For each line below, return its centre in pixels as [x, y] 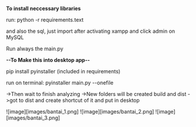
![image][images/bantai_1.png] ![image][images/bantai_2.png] [80, 111]
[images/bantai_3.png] [33, 118]
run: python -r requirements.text [45, 20]
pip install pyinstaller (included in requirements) [63, 71]
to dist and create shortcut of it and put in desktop [79, 100]
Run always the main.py [35, 49]
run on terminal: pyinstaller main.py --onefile [60, 83]
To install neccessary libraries [43, 8]
